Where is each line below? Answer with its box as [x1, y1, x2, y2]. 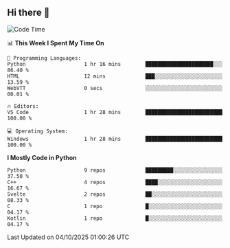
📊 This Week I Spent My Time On [7, 38, 104, 47]
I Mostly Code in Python [7, 153, 77, 161]
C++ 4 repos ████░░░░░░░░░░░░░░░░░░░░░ [7, 179, 223, 185]
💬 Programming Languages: [7, 54, 81, 62]
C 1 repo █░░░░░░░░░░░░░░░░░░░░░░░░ [7, 203, 223, 210]
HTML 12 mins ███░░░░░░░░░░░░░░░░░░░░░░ [7, 73, 223, 80]
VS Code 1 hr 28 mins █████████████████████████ [7, 109, 223, 115]
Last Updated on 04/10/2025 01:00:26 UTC [7, 233, 130, 241]
